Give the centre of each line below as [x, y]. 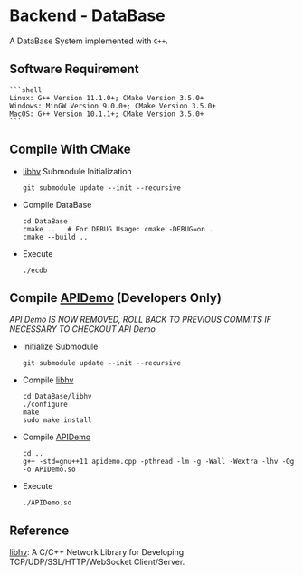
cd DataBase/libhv [57, 397]
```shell [26, 90]
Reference [39, 530]
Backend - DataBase [87, 16]
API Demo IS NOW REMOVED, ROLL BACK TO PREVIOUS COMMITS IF [140, 320]
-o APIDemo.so [49, 470]
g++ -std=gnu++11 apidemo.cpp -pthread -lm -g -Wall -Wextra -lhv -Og [158, 462]
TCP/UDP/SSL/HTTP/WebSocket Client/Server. [97, 562]
